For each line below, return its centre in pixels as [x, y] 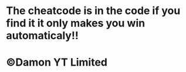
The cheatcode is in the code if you [93, 11]
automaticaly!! [43, 36]
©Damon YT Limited [57, 62]
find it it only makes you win [76, 23]
